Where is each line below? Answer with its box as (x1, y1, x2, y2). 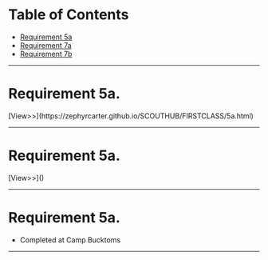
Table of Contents (8, 6, 129, 24)
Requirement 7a (19, 40, 72, 50)
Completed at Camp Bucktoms (19, 234, 121, 245)
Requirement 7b (19, 49, 73, 58)
